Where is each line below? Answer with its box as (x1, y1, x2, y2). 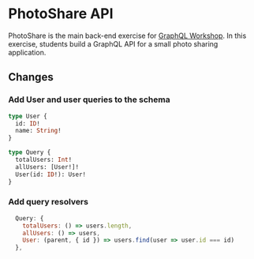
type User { (8, 112, 47, 120)
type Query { (8, 148, 51, 156)
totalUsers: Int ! (15, 156, 73, 163)
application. (8, 47, 47, 57)
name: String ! (15, 127, 62, 135)
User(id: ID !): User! (15, 171, 87, 178)
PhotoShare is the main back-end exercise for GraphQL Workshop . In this (8, 31, 247, 40)
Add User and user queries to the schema (8, 94, 171, 105)
